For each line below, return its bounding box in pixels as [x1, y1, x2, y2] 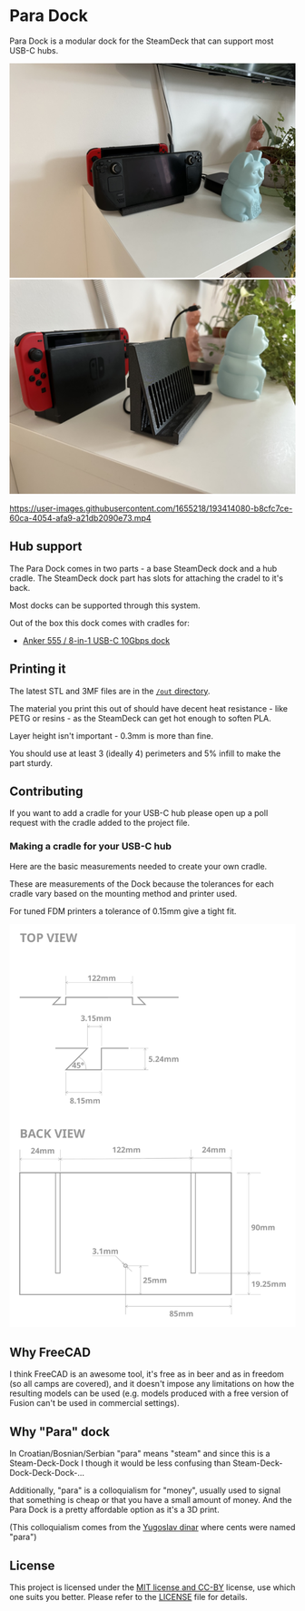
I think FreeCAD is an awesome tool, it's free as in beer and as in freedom [9, 1369, 284, 1380]
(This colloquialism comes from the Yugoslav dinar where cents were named [9, 1522, 296, 1533]
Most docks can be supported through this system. [9, 600, 202, 611]
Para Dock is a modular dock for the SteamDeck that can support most [9, 35, 274, 46]
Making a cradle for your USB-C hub [9, 840, 172, 853]
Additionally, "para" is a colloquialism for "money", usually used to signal [9, 1485, 281, 1496]
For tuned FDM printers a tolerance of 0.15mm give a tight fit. [9, 905, 237, 917]
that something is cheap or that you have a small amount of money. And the [9, 1495, 292, 1506]
